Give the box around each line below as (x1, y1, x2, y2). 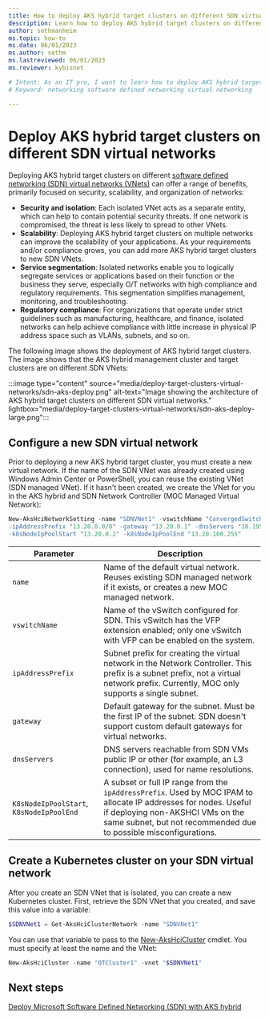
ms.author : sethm (8, 49, 66, 57)
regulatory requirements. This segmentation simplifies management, (19, 288, 246, 298)
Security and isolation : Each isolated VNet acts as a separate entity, (19, 203, 247, 213)
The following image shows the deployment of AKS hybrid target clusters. (8, 346, 252, 356)
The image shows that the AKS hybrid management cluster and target (8, 355, 239, 364)
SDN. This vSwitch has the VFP (103, 614, 221, 625)
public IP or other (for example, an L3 (103, 753, 244, 764)
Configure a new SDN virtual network (8, 435, 199, 449)
